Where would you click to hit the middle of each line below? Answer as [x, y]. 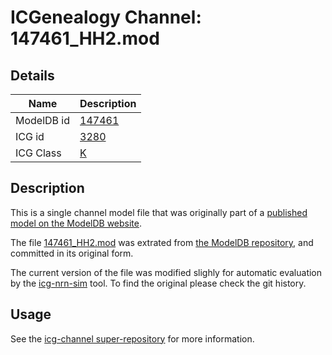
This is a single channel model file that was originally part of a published [159, 212]
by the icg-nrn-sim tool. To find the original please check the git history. [158, 283]
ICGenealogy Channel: [106, 17]
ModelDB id [43, 120]
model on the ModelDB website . [76, 223]
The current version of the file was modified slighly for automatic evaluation [166, 272]
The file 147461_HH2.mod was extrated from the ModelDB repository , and [162, 242]
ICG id [30, 136]
